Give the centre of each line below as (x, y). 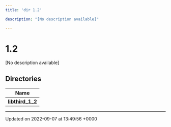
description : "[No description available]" (52, 19)
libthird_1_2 (22, 102)
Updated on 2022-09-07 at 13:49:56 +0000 (51, 119)
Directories (23, 78)
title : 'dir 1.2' (24, 10)
